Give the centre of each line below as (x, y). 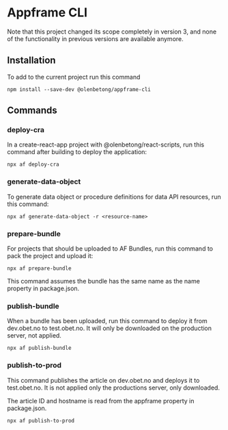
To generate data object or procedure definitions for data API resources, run (114, 197)
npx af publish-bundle (39, 348)
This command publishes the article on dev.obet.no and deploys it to (103, 380)
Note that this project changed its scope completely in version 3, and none (112, 31)
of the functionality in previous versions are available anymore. (96, 38)
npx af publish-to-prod (41, 420)
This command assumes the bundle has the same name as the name (103, 281)
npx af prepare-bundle (39, 268)
